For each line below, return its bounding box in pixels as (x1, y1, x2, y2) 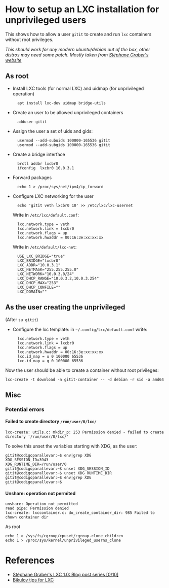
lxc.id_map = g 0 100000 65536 (17, 358, 83, 363)
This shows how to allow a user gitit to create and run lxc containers (5, 31, 152, 37)
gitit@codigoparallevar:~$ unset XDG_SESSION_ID (5, 466, 110, 471)
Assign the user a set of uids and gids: (12, 128, 93, 134)
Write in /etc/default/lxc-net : (12, 244, 77, 250)
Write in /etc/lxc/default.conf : (12, 212, 79, 218)
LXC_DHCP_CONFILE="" (17, 285, 61, 290)
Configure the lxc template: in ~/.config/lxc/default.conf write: (12, 326, 148, 332)
